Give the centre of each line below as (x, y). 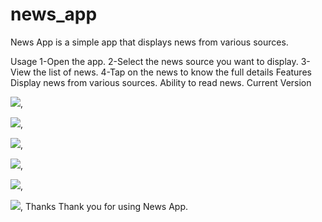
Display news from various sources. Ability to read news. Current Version (161, 82)
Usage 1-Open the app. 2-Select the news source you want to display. (154, 61)
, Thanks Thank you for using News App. (104, 206)
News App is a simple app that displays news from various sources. (149, 42)
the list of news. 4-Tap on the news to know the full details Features (172, 72)
